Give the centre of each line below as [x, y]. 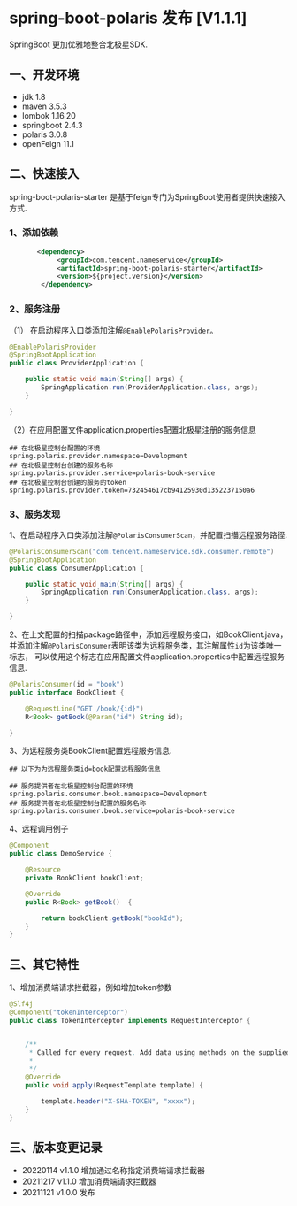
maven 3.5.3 [45, 106]
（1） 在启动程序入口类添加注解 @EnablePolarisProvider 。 [114, 330]
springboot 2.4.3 [52, 125]
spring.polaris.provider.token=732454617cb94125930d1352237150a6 [132, 490]
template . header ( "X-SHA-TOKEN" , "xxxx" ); [118, 1102]
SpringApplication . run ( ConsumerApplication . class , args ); [150, 592]
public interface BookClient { [67, 692]
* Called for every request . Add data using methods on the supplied [160, 1052]
